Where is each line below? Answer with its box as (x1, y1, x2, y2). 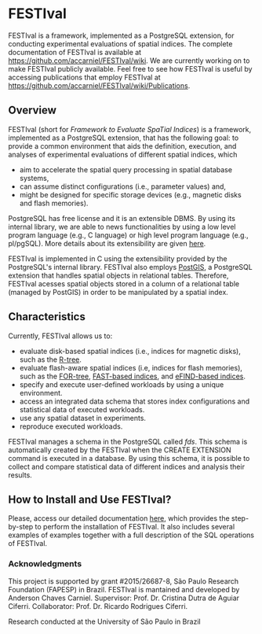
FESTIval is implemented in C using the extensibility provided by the (8, 253, 227, 264)
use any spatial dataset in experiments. (19, 413, 147, 422)
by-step (8, 522, 34, 532)
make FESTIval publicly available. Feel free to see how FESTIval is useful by (8, 64, 253, 73)
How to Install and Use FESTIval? (8, 492, 172, 506)
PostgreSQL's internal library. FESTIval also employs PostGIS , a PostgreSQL (8, 262, 253, 271)
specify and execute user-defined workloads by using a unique (19, 379, 224, 389)
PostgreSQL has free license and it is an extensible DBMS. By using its (8, 213, 235, 223)
